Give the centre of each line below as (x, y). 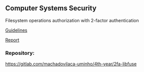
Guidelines (16, 30)
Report (12, 40)
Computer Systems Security (51, 8)
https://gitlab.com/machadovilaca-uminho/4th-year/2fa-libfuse (71, 64)
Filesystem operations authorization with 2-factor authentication (72, 20)
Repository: (20, 53)
